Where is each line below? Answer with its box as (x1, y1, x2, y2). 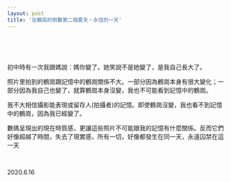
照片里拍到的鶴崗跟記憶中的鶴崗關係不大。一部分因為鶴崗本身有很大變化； (7, 77, 218, 86)
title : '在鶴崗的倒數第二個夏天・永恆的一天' (7, 16, 122, 23)
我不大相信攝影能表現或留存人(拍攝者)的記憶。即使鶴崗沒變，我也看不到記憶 (7, 100, 223, 109)
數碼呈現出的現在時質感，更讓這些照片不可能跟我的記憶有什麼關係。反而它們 (7, 124, 224, 132)
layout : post (7, 10, 45, 17)
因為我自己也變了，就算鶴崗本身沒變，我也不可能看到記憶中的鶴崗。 (19, 86, 212, 94)
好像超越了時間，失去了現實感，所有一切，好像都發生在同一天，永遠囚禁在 (7, 132, 218, 141)
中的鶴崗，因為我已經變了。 (7, 109, 86, 117)
